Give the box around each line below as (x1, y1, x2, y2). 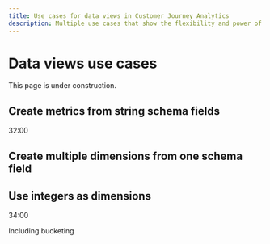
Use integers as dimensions (8, 189, 152, 203)
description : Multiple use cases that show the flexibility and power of (8, 19, 263, 27)
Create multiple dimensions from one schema (8, 149, 243, 162)
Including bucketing (8, 226, 74, 236)
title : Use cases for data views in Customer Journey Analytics (8, 11, 230, 20)
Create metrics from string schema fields (8, 104, 221, 118)
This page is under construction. (8, 81, 117, 90)
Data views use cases (8, 54, 158, 73)
